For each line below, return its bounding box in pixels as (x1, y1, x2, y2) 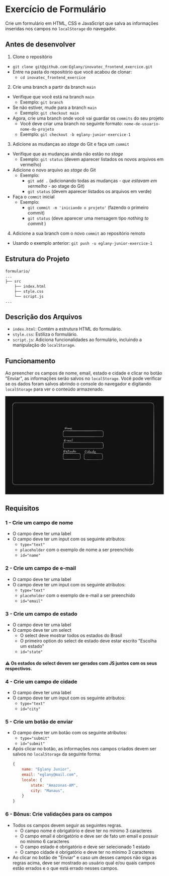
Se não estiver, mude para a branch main (12, 104, 97, 111)
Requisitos (5, 504, 39, 513)
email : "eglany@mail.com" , (22, 772, 78, 777)
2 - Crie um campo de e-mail (5, 565, 76, 572)
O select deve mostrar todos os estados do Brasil (20, 632, 122, 639)
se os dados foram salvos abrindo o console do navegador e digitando (5, 381, 152, 387)
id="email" (20, 598, 43, 604)
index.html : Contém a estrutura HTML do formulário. (12, 326, 122, 332)
